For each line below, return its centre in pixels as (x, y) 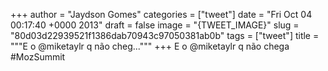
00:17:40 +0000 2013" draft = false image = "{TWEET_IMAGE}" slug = (155, 25)
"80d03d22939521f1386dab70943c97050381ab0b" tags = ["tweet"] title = (165, 35)
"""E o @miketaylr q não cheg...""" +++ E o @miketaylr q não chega (150, 46)
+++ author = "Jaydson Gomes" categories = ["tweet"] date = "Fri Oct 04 (161, 14)
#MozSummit (38, 57)
